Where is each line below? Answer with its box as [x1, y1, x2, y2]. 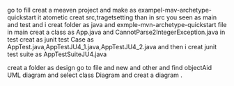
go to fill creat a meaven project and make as [7, 6, 137, 14]
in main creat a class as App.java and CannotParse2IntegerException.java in [7, 28, 226, 36]
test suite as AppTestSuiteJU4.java [7, 50, 107, 58]
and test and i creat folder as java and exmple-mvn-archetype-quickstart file [7, 21, 227, 28]
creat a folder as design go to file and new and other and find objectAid [7, 64, 212, 71]
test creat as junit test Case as [7, 35, 94, 44]
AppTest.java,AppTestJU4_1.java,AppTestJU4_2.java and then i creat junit [7, 43, 217, 51]
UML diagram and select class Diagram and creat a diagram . [7, 71, 183, 79]
